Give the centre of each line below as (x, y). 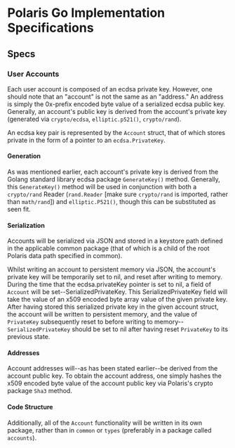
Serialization (26, 225)
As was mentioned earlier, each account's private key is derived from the (113, 172)
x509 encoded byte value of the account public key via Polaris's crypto (110, 383)
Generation (24, 156)
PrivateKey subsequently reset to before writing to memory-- (96, 322)
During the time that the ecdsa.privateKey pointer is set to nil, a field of (109, 284)
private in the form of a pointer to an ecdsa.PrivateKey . (87, 140)
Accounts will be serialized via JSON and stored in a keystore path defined (115, 241)
